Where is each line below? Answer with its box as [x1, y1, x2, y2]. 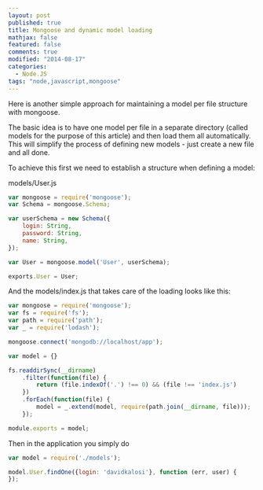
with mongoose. [8, 107, 60, 116]
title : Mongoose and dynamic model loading [8, 26, 153, 34]
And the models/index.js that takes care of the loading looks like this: [8, 286, 231, 296]
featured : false [8, 41, 61, 49]
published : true [8, 19, 61, 27]
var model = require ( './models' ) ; [8, 454, 122, 462]
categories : [8, 63, 47, 71]
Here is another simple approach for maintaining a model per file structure [8, 99, 248, 109]
